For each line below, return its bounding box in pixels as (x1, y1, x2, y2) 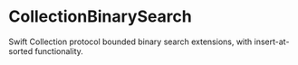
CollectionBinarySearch (8, 6, 192, 27)
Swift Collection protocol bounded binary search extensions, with (8, 36, 253, 47)
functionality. (34, 45, 83, 56)
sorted (8, 45, 34, 56)
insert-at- (254, 36, 290, 47)
